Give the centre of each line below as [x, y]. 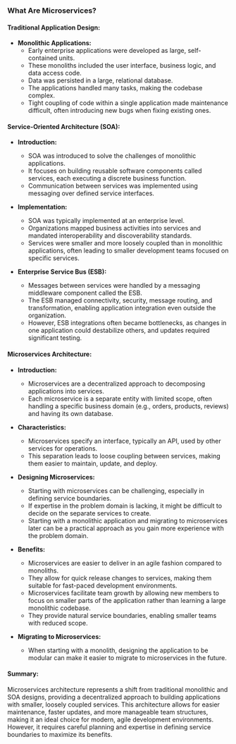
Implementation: [42, 207]
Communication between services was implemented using [113, 186]
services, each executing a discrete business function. [107, 178]
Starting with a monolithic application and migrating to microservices [128, 520]
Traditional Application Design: [54, 28]
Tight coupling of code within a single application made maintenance [128, 103]
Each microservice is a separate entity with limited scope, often [120, 398]
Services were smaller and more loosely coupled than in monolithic [125, 243]
